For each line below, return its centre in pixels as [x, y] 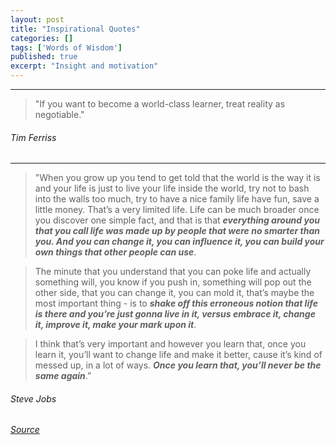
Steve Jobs [33, 398]
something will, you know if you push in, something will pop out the [173, 282]
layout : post [37, 19]
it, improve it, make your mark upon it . [115, 325]
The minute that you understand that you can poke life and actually [173, 272]
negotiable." [59, 114]
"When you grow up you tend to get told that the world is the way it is [177, 178]
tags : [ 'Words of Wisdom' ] [66, 47]
